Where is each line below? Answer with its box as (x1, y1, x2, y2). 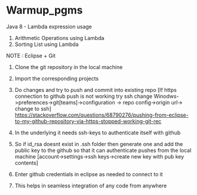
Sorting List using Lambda (14, 41, 79, 48)
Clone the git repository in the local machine (14, 63, 123, 71)
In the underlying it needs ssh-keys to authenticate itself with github (14, 129, 181, 136)
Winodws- (153, 92, 179, 100)
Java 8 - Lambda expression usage (6, 23, 92, 30)
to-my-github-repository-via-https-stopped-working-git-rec (14, 117, 162, 124)
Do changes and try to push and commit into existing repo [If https (14, 86, 177, 93)
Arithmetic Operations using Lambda (14, 34, 105, 41)
